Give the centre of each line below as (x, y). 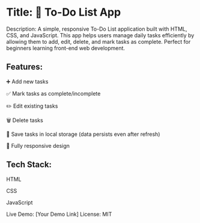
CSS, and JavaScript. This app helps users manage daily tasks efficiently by (100, 35)
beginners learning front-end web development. (65, 48)
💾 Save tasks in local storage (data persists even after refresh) (83, 134)
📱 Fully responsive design (38, 145)
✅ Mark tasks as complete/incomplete (53, 93)
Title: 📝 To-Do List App (64, 12)
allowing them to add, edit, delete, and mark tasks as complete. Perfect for (98, 41)
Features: (25, 67)
